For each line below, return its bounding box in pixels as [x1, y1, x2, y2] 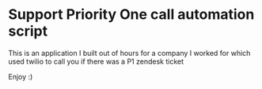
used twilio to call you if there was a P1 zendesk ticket [8, 57, 184, 66]
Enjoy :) [8, 72, 33, 81]
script [8, 22, 48, 40]
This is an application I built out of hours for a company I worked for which [8, 48, 251, 57]
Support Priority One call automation [8, 6, 255, 24]
